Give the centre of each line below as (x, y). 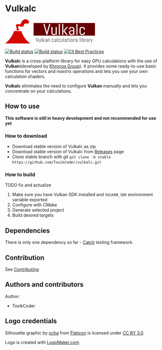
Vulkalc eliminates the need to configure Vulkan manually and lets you (76, 86)
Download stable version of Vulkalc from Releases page (68, 152)
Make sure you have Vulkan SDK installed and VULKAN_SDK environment (82, 195)
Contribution (25, 258)
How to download (26, 136)
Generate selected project (38, 210)
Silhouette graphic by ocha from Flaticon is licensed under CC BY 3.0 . (75, 333)
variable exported (30, 200)
